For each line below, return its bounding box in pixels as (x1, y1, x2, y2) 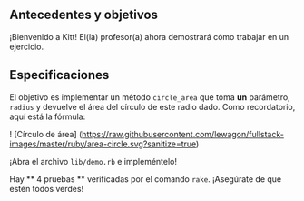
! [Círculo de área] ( (9, 128, 83, 139)
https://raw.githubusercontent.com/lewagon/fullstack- (81, 128, 284, 139)
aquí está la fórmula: (9, 111, 86, 122)
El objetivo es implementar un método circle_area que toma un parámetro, (9, 91, 290, 103)
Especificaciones (9, 67, 110, 83)
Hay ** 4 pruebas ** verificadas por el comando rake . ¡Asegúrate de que (9, 173, 282, 185)
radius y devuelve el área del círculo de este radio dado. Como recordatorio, (9, 101, 296, 112)
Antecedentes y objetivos (9, 7, 159, 23)
